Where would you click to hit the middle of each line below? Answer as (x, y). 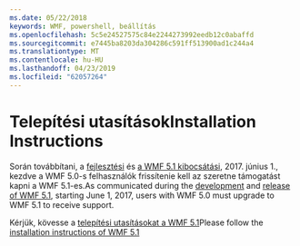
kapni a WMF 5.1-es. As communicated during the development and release (150, 185)
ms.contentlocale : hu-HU (56, 60)
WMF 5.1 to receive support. (62, 204)
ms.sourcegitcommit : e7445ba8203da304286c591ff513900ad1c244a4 (132, 43)
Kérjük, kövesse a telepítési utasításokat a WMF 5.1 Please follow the (136, 222)
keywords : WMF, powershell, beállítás (83, 26)
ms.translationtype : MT (55, 52)
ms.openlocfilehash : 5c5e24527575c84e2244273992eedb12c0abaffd (132, 34)
